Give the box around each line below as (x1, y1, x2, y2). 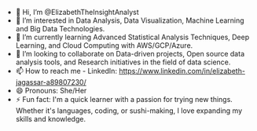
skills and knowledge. (15, 115, 86, 123)
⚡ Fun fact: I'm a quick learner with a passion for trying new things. (15, 95, 233, 104)
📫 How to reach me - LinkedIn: (15, 67, 118, 75)
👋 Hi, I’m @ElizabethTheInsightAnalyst (15, 8, 139, 16)
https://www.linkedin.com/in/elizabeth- (119, 67, 246, 75)
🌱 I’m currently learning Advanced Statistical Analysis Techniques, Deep (15, 32, 250, 42)
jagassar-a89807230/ (15, 78, 86, 86)
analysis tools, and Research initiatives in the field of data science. (15, 57, 231, 67)
